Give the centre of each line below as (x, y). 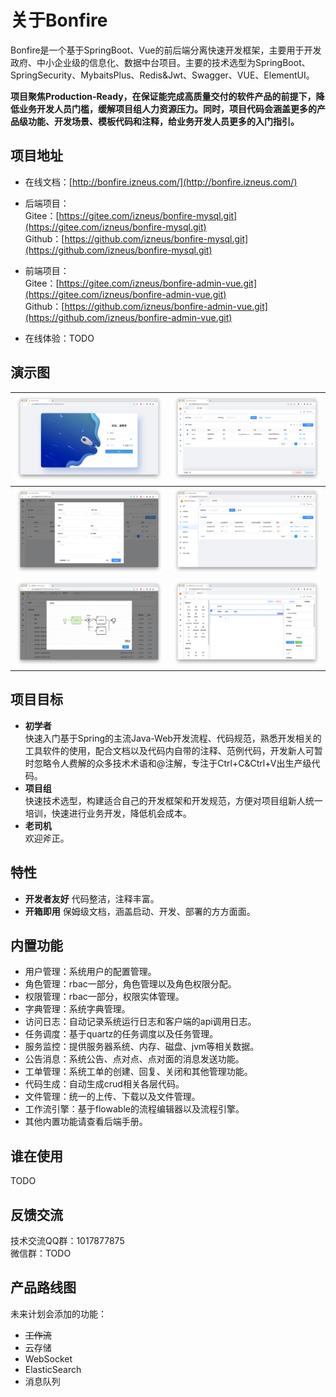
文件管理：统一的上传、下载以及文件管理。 (112, 1097)
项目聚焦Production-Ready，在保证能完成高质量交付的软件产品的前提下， (163, 96)
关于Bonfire (59, 20)
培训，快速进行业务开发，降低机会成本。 (108, 813)
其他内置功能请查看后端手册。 (86, 1122)
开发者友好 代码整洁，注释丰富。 (92, 898)
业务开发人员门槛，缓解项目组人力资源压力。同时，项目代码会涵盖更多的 (167, 108)
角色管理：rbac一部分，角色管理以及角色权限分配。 (130, 984)
